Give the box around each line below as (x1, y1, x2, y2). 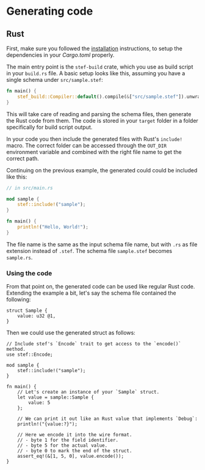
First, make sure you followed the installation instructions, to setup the (6, 45, 183, 52)
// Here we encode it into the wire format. (17, 432, 132, 438)
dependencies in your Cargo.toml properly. (6, 51, 115, 59)
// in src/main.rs (6, 185, 53, 191)
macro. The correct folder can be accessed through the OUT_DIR (6, 142, 167, 149)
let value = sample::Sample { (17, 394, 95, 401)
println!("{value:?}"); (17, 421, 78, 427)
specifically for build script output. (6, 123, 93, 131)
